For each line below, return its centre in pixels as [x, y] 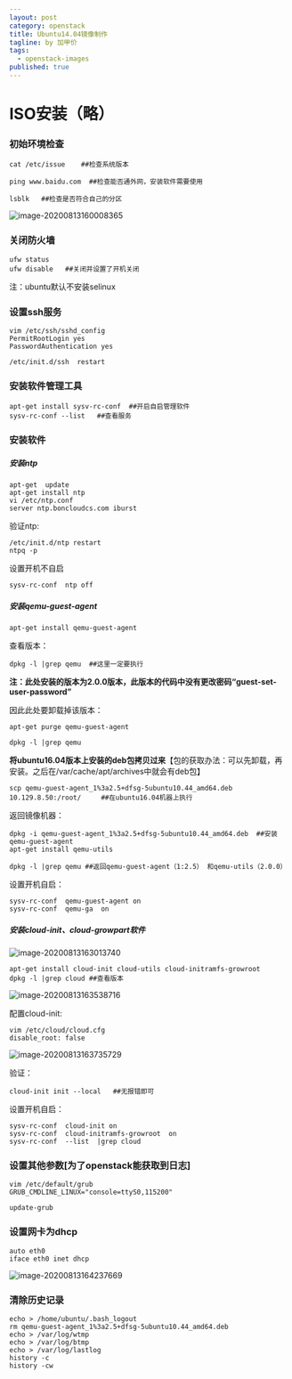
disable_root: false [48, 1038]
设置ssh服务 [36, 312]
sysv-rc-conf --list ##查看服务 [70, 416]
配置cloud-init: [36, 1014]
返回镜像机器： [36, 815]
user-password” [41, 692]
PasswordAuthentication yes [61, 346]
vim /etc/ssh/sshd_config [57, 330]
